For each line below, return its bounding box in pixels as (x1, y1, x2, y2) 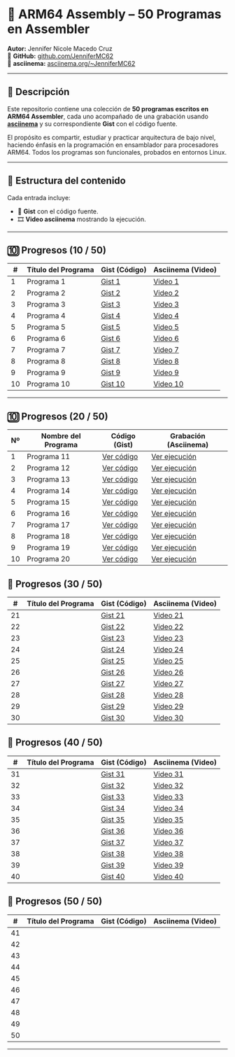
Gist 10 (101, 379, 125, 389)
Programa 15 (27, 497, 71, 507)
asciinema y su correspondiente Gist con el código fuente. (7, 119, 178, 128)
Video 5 (153, 322, 180, 332)
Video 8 (153, 356, 180, 366)
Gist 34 (101, 803, 125, 813)
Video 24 (153, 645, 184, 654)
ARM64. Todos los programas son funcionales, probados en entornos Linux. (7, 148, 227, 156)
